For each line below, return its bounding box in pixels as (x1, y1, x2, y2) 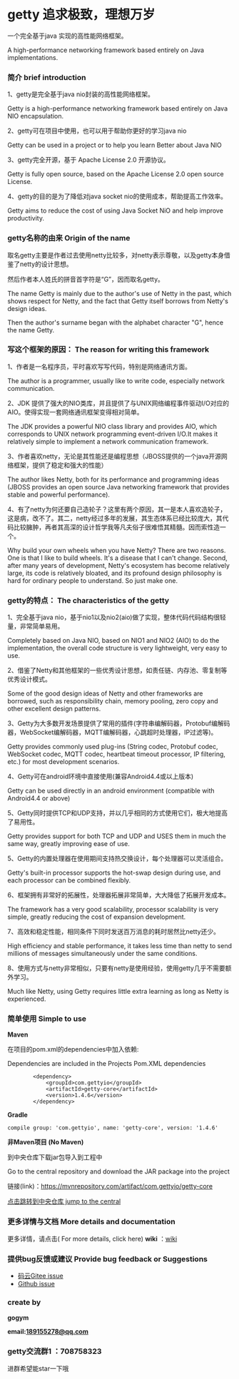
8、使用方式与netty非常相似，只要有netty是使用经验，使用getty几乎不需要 (7, 964, 226, 972)
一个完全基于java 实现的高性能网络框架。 (7, 31, 128, 40)
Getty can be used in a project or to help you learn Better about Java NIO (7, 141, 223, 150)
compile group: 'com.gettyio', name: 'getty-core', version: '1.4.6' (7, 1124, 219, 1131)
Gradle (7, 1111, 29, 1119)
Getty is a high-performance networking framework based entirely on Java (7, 104, 228, 113)
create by (7, 1297, 41, 1307)
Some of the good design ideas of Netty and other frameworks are (7, 689, 203, 698)
